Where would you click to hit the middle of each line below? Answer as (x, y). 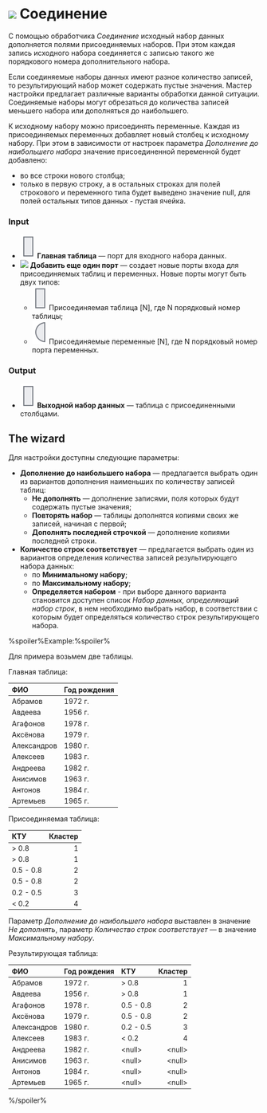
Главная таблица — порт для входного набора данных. (132, 256)
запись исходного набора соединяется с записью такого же (112, 53)
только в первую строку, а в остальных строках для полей (120, 183)
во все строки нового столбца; (73, 175)
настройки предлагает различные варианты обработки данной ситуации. (134, 93)
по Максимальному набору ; (81, 584)
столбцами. (39, 413)
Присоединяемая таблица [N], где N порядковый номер (145, 308)
